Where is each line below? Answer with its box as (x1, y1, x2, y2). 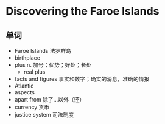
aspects (14, 89, 35, 95)
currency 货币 (14, 103, 50, 111)
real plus (23, 68, 46, 75)
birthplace (14, 54, 41, 61)
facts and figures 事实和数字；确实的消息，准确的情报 (14, 75, 150, 83)
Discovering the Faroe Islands (5, 4, 160, 18)
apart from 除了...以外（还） (14, 96, 85, 103)
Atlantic (14, 82, 34, 89)
